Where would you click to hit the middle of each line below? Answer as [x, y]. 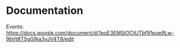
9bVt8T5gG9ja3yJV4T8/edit [40, 39]
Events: [15, 27]
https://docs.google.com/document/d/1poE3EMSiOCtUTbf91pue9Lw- [90, 32]
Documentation [45, 11]
